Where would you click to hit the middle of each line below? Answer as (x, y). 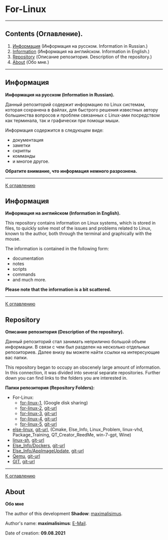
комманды (24, 156)
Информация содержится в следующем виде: (54, 130)
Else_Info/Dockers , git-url (38, 446)
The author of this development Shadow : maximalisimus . (64, 514)
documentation (28, 258)
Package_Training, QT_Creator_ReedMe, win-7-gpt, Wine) (72, 435)
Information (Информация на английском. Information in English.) (81, 51)
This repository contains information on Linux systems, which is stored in (80, 223)
